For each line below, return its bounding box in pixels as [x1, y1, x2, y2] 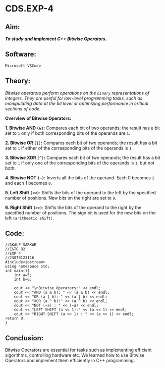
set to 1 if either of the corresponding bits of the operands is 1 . [5, 145, 133, 151]
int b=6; [14, 277, 32, 282]
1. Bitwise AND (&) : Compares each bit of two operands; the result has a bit [5, 125, 160, 131]
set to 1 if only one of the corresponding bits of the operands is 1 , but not [5, 159, 155, 166]
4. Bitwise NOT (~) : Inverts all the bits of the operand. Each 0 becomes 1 [5, 174, 155, 181]
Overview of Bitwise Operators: [5, 115, 72, 121]
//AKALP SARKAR [5, 242, 37, 248]
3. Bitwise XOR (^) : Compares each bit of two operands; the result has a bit [5, 155, 161, 160]
